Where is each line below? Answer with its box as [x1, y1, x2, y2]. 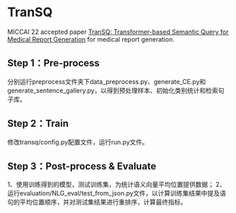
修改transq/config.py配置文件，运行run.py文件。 [7, 138, 149, 146]
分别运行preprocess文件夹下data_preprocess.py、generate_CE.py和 [7, 77, 206, 85]
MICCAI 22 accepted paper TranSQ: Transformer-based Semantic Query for [7, 28, 229, 36]
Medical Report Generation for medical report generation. [7, 35, 175, 43]
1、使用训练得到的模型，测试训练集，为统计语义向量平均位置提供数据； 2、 [7, 181, 226, 189]
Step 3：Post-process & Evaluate [7, 160, 157, 172]
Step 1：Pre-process [7, 57, 100, 69]
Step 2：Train [7, 118, 69, 130]
